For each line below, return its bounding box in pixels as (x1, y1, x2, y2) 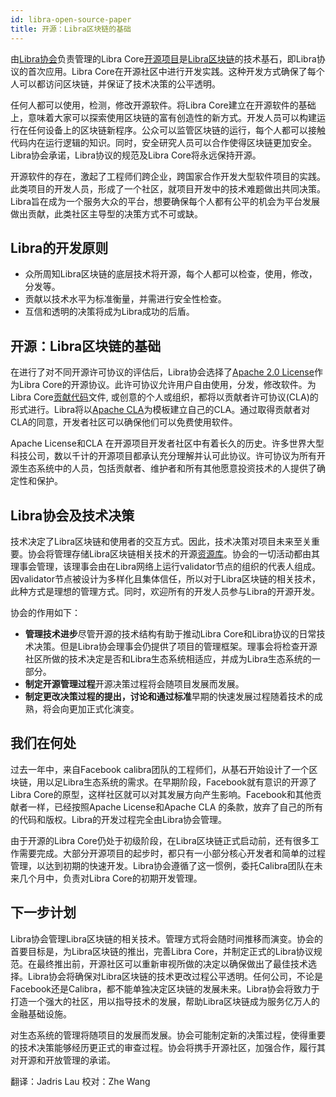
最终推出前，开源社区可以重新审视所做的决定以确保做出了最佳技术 (36, 957, 308, 970)
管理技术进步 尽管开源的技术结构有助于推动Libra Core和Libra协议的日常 (24, 627, 317, 640)
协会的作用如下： (10, 606, 81, 618)
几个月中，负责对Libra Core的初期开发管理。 (18, 872, 203, 884)
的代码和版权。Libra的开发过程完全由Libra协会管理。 (10, 813, 228, 825)
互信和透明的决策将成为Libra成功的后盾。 (24, 306, 195, 318)
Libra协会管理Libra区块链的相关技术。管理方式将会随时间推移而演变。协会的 (10, 932, 324, 945)
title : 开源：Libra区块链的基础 (10, 24, 132, 34)
